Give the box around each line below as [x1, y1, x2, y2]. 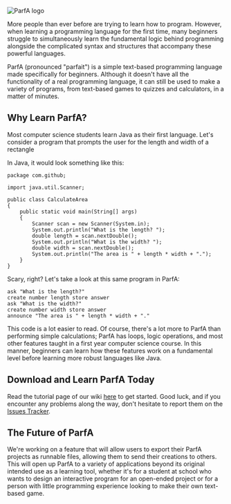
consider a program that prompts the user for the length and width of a [7, 138, 209, 146]
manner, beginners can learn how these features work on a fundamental [7, 346, 213, 355]
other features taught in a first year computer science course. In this [7, 339, 202, 347]
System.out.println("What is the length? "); [32, 226, 166, 233]
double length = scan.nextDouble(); [32, 232, 138, 239]
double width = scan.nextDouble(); [32, 244, 135, 252]
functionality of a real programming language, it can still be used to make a [7, 77, 221, 86]
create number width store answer [7, 306, 107, 313]
